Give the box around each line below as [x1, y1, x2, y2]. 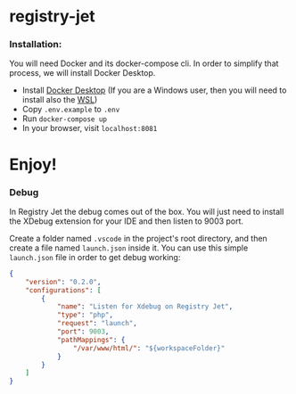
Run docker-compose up [21, 113, 107, 124]
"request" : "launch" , [56, 319, 138, 328]
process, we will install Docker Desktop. [9, 68, 156, 78]
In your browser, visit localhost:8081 [21, 123, 158, 134]
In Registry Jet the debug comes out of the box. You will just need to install [9, 206, 284, 217]
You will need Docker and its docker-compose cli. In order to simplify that [9, 58, 279, 69]
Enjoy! [9, 154, 58, 175]
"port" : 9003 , [56, 327, 110, 336]
